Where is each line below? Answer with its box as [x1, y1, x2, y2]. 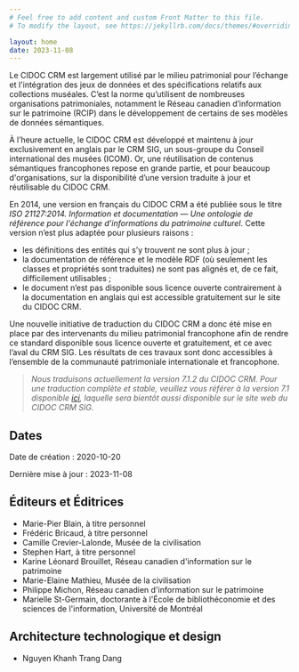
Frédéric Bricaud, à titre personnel [21, 527, 149, 538]
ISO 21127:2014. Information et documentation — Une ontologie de [9, 208, 254, 219]
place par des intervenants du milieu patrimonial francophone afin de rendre [9, 328, 289, 339]
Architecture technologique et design [9, 629, 222, 644]
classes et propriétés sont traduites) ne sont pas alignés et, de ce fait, [21, 263, 279, 274]
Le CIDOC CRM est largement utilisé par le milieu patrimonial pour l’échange [9, 70, 289, 81]
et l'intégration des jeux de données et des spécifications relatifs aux [9, 79, 263, 90]
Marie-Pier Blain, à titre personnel [21, 518, 146, 529]
